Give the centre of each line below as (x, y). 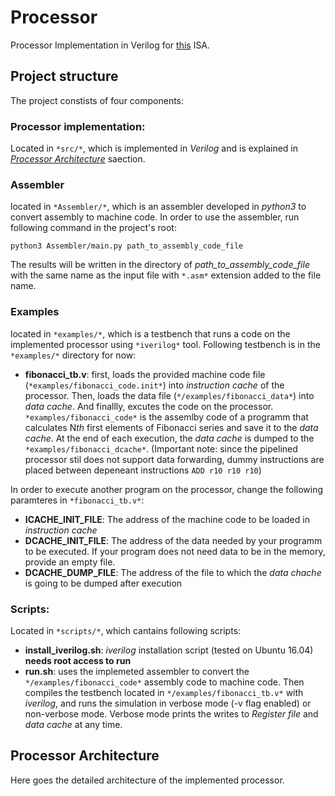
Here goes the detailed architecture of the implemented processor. (147, 780)
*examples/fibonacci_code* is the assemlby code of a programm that (166, 417)
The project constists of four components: (97, 100)
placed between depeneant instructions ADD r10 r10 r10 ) (143, 470)
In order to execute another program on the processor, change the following (167, 489)
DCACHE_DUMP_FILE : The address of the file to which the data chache (173, 572)
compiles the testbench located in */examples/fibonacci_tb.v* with (164, 692)
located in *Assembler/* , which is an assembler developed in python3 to (158, 207)
